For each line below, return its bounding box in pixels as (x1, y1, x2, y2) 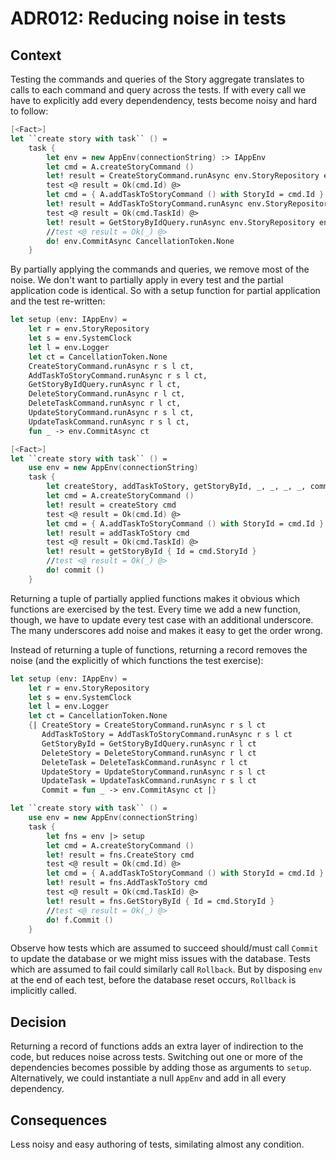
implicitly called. (10, 985, 77, 997)
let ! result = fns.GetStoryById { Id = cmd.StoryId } (46, 896, 275, 906)
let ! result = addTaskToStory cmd (46, 528, 190, 538)
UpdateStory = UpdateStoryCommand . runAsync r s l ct (41, 767, 267, 777)
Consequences (10, 1112, 108, 1129)
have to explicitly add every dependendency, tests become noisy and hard (10, 95, 317, 106)
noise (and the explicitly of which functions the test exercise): (10, 654, 264, 666)
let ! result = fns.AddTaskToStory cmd (46, 878, 208, 888)
